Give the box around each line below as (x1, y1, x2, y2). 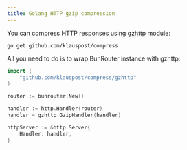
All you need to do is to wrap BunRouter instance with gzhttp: (7, 54, 181, 63)
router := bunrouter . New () (7, 93, 85, 100)
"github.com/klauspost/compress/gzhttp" (19, 74, 137, 81)
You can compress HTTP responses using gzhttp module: (7, 29, 170, 37)
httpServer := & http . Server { (7, 124, 91, 131)
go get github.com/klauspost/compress (7, 42, 118, 49)
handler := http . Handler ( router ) (7, 105, 103, 112)
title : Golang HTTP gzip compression (7, 10, 115, 17)
